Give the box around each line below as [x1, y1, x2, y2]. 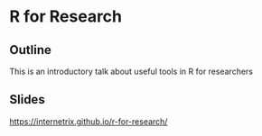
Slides [9, 92, 45, 107]
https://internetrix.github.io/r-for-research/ [9, 115, 168, 127]
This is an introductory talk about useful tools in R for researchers [9, 66, 253, 77]
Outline [9, 42, 51, 58]
